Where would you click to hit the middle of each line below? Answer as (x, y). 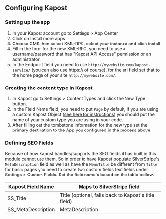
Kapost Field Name (31, 187)
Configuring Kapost (36, 8)
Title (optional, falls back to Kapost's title (107, 195)
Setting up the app (28, 22)
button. (20, 104)
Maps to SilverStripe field (109, 187)
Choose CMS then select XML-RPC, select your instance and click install (86, 44)
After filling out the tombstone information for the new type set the (80, 125)
